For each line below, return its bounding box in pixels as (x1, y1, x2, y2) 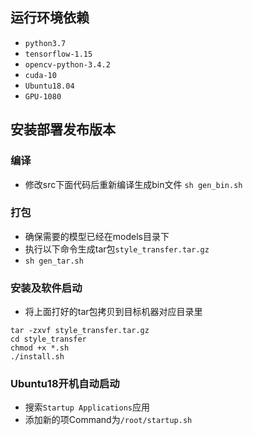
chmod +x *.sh (10, 343, 70, 353)
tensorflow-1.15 (24, 49, 93, 59)
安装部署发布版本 (10, 121, 116, 138)
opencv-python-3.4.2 (24, 59, 111, 70)
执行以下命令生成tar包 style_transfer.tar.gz (24, 243, 210, 255)
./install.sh (10, 352, 65, 362)
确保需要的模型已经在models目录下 (24, 230, 170, 242)
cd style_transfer (10, 334, 87, 345)
